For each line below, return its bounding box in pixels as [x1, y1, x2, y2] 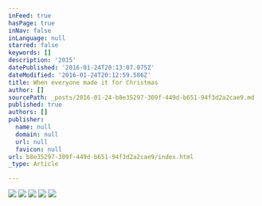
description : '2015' [8, 57, 77, 65]
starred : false [8, 42, 59, 50]
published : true [8, 101, 62, 109]
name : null [15, 123, 52, 131]
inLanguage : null [8, 34, 66, 42]
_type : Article [8, 160, 59, 168]
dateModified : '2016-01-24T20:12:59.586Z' [8, 71, 151, 79]
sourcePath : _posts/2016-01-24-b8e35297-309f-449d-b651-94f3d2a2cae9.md [8, 93, 255, 101]
